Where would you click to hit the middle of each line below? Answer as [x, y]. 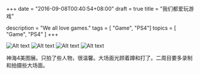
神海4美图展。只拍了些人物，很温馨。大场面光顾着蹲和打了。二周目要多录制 [99, 58]
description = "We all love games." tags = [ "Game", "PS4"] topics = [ [91, 28]
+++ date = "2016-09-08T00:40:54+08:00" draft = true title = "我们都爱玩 [98, 9]
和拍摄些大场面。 [27, 65]
